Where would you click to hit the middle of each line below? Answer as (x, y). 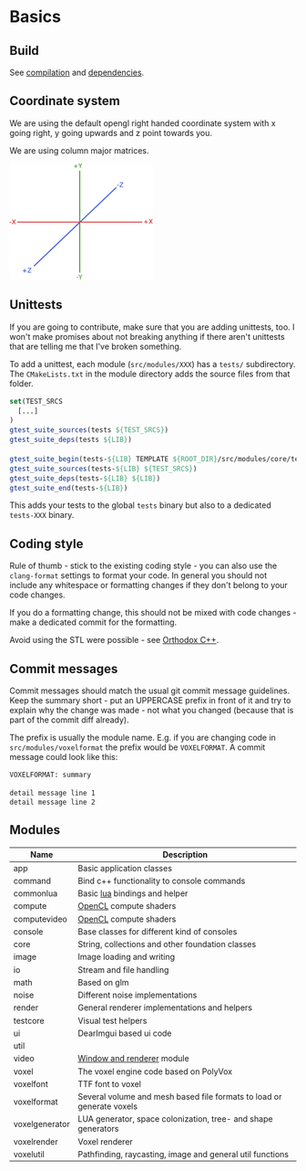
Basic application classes (125, 868)
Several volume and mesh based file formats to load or (179, 1097)
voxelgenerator (41, 1124)
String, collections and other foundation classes (167, 944)
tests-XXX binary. (42, 515)
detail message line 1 (52, 793)
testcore (29, 1020)
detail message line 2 (52, 802)
